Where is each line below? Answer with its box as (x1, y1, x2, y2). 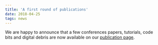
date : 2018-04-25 (5, 12, 40, 16)
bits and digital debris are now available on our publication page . (5, 34, 135, 40)
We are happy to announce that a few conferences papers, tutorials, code (5, 30, 154, 35)
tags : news (5, 16, 27, 21)
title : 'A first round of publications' (5, 7, 89, 12)
